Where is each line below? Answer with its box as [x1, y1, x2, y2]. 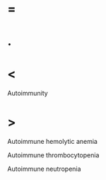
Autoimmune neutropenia [7, 164, 81, 174]
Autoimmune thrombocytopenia [7, 151, 100, 159]
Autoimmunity [7, 89, 48, 98]
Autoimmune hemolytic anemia [7, 137, 98, 146]
